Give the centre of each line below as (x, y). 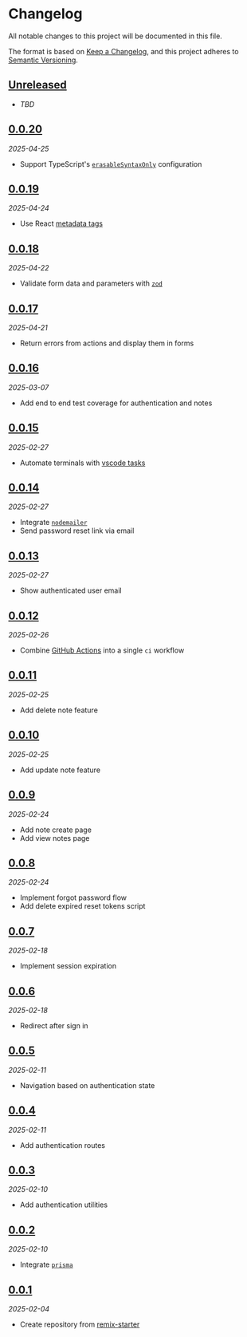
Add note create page (55, 830)
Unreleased (38, 85)
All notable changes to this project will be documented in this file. (116, 36)
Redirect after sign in (54, 1025)
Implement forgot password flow (73, 897)
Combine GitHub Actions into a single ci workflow (102, 650)
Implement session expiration (68, 966)
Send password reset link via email (77, 530)
